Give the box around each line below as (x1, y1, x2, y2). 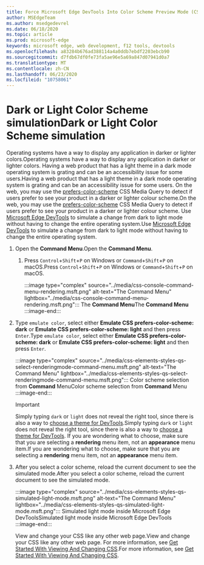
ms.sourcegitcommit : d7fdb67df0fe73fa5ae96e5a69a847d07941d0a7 (6, 54, 170, 60)
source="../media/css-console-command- (87, 281, 194, 289)
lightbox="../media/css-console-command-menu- (24, 295, 149, 302)
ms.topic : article (6, 32, 53, 38)
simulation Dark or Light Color (6, 116, 158, 130)
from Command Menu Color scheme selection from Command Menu (15, 383, 187, 390)
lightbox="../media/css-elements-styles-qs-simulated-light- (15, 501, 165, 508)
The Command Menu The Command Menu (81, 301, 189, 308)
